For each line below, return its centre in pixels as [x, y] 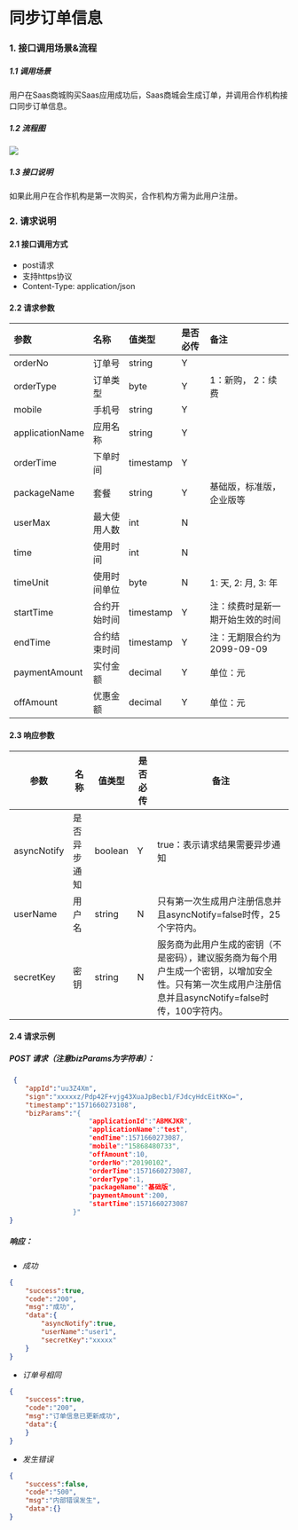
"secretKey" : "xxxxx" [79, 1340]
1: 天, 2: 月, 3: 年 [243, 584]
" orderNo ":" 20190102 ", [130, 1163]
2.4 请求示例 [32, 1036]
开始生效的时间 [250, 620]
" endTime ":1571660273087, [136, 1138]
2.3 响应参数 [32, 735]
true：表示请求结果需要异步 [214, 844]
